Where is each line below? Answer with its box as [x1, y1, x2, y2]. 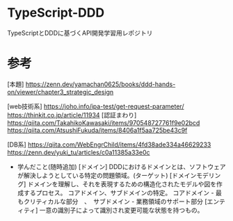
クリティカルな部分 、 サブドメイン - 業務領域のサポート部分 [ [23, 197, 207, 206]
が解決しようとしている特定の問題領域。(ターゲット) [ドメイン [17, 171, 197, 179]
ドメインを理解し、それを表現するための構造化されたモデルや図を [27, 179, 217, 188]
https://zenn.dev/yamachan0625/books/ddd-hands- [25, 80, 176, 88]
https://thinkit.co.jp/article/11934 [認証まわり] [7, 110, 137, 119]
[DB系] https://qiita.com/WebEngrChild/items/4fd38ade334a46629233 [7, 140, 211, 149]
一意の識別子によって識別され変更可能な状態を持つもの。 [39, 206, 204, 214]
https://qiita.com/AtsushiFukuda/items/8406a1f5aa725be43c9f [7, 126, 188, 134]
